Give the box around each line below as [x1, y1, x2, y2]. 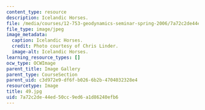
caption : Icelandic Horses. [12, 37, 84, 43]
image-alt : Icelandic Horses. [12, 49, 88, 55]
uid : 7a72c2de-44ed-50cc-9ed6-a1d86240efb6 [6, 94, 119, 100]
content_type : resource [6, 9, 67, 15]
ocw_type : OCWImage [6, 60, 56, 66]
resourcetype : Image [6, 83, 59, 89]
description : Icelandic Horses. [6, 15, 88, 21]
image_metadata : [6, 32, 48, 38]
